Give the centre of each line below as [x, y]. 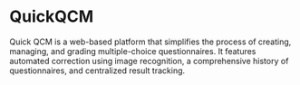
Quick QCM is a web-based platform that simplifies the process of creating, [150, 42]
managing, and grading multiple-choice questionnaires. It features [133, 51]
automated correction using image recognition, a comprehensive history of [149, 61]
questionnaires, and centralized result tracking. [97, 71]
